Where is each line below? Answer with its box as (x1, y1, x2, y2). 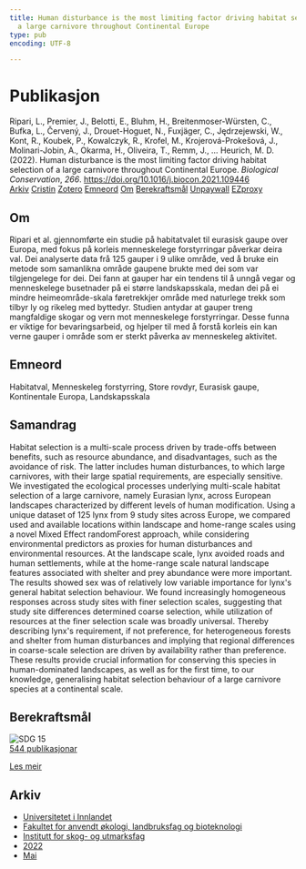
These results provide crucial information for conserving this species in (9, 654, 277, 665)
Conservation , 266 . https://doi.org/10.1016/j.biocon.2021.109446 (9, 174, 250, 185)
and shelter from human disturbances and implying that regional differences (9, 634, 295, 646)
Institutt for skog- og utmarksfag (22, 831, 146, 842)
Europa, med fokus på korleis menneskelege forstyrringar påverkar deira (9, 244, 282, 255)
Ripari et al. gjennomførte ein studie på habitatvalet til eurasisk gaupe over (9, 234, 289, 245)
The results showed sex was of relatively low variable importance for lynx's (9, 577, 292, 588)
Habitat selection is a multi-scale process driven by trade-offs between (9, 441, 277, 452)
